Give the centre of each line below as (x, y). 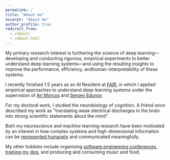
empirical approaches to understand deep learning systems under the (79, 90)
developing (17, 58)
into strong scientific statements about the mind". (57, 116)
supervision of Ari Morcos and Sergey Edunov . (54, 95)
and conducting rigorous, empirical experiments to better (90, 58)
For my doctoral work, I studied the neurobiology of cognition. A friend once (85, 105)
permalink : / (19, 10)
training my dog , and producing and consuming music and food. (73, 152)
